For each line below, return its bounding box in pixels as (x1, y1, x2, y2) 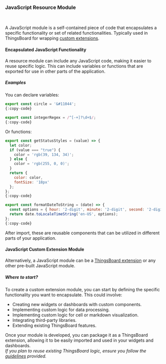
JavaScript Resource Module (5, 4, 76, 11)
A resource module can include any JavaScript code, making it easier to (5, 57, 152, 63)
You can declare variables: (5, 92, 59, 98)
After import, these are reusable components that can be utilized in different (5, 230, 160, 236)
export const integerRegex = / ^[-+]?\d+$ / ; (5, 115, 96, 120)
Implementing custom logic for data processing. (12, 307, 110, 312)
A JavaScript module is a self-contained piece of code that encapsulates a (5, 25, 157, 31)
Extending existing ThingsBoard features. (12, 322, 97, 328)
